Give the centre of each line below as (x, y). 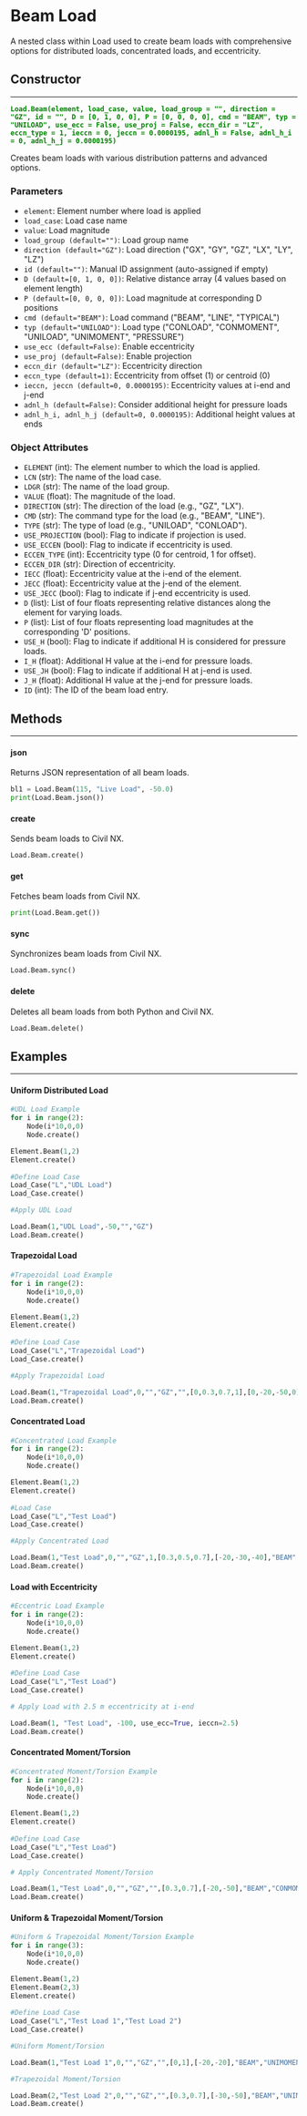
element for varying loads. (73, 612)
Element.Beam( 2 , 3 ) (45, 1988)
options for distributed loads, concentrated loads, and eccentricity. (136, 50)
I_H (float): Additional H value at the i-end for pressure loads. (138, 661)
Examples (39, 1057)
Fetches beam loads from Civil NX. (75, 896)
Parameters (36, 190)
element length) (53, 289)
